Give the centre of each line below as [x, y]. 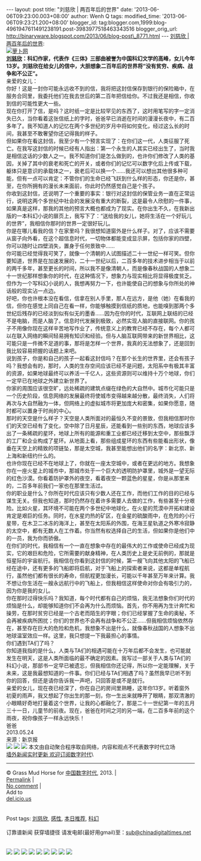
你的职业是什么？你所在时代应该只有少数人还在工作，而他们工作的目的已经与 [100, 493]
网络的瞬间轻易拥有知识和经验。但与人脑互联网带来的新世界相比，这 [111, 336]
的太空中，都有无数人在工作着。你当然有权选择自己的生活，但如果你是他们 [98, 531]
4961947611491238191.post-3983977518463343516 [70, 29]
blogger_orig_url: [156, 29]
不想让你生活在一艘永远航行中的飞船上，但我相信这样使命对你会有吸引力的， [100, 583]
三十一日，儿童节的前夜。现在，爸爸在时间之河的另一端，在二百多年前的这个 [100, 711]
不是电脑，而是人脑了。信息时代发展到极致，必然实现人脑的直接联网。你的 [98, 321]
